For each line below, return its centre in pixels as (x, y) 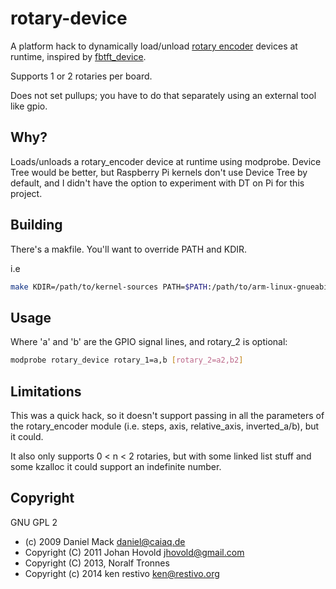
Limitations (46, 391)
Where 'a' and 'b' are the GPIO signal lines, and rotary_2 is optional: (149, 342)
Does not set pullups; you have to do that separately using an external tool (163, 95)
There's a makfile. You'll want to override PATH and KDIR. (129, 249)
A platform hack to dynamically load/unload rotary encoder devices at (154, 46)
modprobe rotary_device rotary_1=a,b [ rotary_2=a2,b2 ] (127, 360)
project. (26, 193)
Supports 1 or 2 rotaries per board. (81, 76)
